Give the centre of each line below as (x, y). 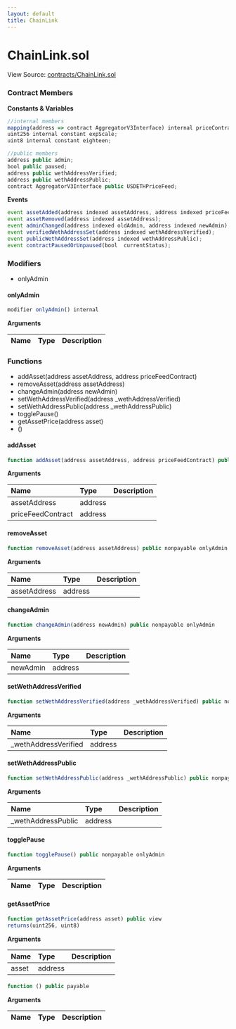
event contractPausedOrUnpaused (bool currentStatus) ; (89, 245)
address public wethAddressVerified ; (63, 173)
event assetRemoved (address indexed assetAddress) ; (84, 219)
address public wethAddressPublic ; (59, 180)
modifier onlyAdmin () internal (53, 310)
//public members (33, 154)
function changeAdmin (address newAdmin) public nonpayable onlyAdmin (111, 625)
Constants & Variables (40, 108)
